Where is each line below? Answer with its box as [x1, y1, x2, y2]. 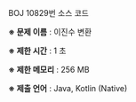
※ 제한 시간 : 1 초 [8, 45, 67, 56]
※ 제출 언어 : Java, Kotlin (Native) [8, 83, 128, 93]
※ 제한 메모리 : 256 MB [8, 65, 90, 75]
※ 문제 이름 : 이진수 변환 [8, 27, 92, 37]
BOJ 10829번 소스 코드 [8, 8, 90, 18]
